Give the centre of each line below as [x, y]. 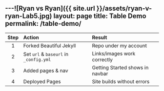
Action [31, 37]
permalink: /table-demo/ [43, 24]
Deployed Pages [42, 81]
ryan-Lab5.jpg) [29, 16]
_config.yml [37, 59]
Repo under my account [120, 45]
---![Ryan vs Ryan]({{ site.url [50, 9]
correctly [102, 59]
